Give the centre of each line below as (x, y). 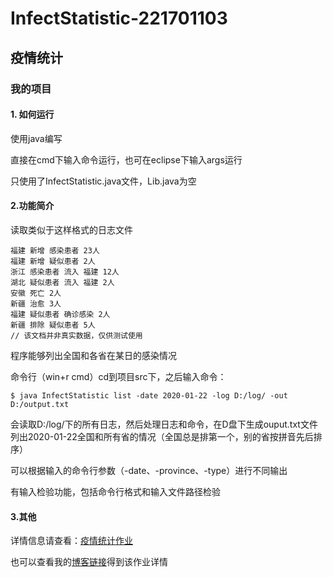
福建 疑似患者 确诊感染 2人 (60, 314)
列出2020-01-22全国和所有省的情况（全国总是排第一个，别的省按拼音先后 (162, 436)
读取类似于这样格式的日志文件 (71, 229)
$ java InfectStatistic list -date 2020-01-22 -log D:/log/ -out (149, 395)
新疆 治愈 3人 (36, 303)
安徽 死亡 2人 (36, 293)
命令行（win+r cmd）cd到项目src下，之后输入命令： (118, 376)
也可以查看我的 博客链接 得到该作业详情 (89, 562)
